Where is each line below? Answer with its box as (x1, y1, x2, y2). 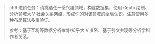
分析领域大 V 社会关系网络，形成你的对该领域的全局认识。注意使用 (9, 11, 145, 17)
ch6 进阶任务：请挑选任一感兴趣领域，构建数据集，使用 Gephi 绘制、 (9, 5, 150, 10)
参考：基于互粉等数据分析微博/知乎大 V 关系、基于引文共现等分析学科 (9, 27, 151, 33)
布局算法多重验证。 (13, 17, 53, 22)
